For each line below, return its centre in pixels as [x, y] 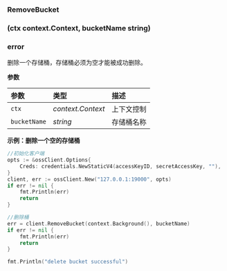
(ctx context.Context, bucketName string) [79, 28]
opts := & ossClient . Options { [49, 160]
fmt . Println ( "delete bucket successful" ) [68, 262]
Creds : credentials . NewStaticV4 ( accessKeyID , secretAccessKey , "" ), [120, 166]
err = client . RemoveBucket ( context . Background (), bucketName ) [99, 223]
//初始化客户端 [26, 154]
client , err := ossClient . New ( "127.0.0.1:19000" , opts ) [89, 179]
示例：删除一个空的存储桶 [44, 141]
